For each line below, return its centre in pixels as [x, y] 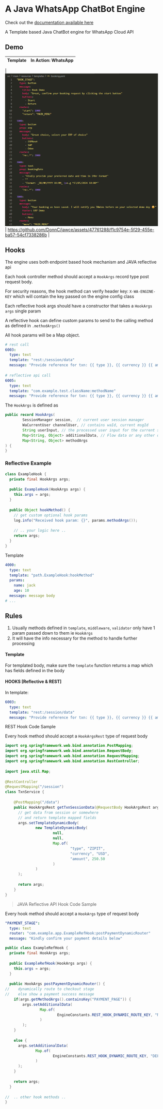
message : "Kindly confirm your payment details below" [66, 939]
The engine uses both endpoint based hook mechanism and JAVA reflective [81, 262]
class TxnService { [25, 792]
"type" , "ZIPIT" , [88, 848]
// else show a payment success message [50, 994]
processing [23, 643]
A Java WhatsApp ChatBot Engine [75, 9]
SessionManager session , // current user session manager [83, 420]
